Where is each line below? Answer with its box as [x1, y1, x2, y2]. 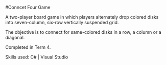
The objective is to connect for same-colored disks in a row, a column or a [5, 29, 162, 35]
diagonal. [5, 35, 25, 40]
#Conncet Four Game [5, 5, 51, 10]
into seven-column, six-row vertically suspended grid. [5, 20, 119, 25]
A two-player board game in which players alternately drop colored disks [5, 14, 159, 20]
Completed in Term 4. [5, 44, 51, 50]
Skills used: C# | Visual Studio [5, 54, 68, 60]
